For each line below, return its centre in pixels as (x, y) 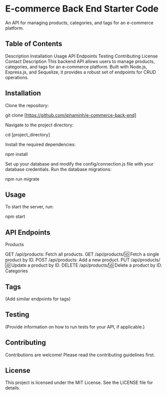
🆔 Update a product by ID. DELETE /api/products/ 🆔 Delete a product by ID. (83, 265)
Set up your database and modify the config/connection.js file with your (79, 164)
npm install (17, 154)
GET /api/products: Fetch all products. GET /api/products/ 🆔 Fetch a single (82, 254)
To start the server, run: (30, 207)
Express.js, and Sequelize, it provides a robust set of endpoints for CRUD (81, 72)
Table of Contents (34, 44)
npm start (15, 216)
